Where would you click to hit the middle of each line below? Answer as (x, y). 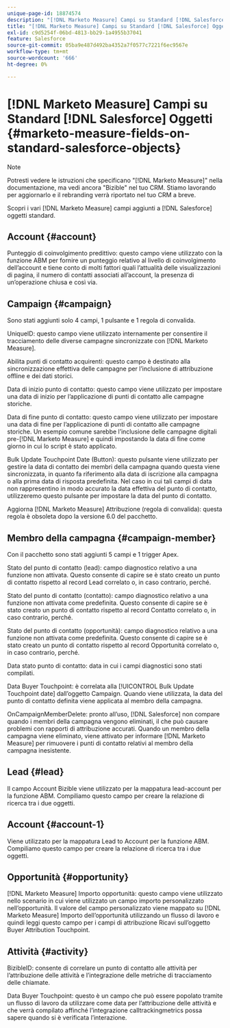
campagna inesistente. (39, 750)
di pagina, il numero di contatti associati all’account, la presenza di (101, 275)
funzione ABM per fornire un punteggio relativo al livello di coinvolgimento (112, 260)
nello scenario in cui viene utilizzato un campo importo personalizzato (105, 901)
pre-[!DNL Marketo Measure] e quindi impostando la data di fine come (106, 439)
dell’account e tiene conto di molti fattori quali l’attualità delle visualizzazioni (114, 268)
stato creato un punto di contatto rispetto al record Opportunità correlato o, (113, 645)
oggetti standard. (31, 215)
